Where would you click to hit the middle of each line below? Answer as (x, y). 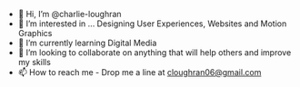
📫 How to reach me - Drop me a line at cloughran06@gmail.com (140, 72)
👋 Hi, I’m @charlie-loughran (70, 14)
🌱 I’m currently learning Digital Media (87, 43)
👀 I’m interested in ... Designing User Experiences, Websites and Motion (152, 24)
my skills (35, 62)
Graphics (35, 33)
